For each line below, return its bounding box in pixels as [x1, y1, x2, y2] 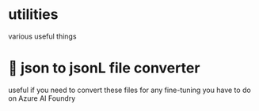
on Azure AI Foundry [8, 93, 76, 103]
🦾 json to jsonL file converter [8, 59, 200, 77]
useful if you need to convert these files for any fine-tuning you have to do [8, 85, 251, 94]
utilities [8, 6, 59, 24]
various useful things [8, 31, 77, 41]
